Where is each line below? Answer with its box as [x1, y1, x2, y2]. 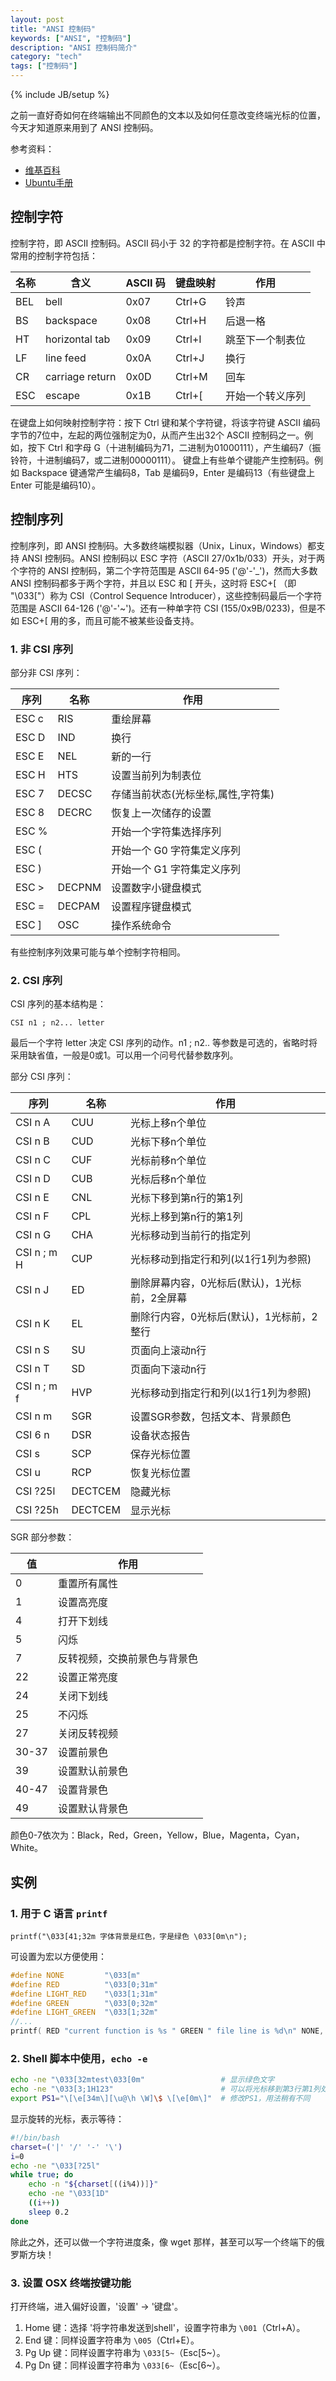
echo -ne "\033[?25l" [10, 2161, 101, 2171]
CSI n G [15, 1228, 52, 1242]
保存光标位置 [129, 1447, 191, 1461]
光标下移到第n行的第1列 [129, 1191, 243, 1205]
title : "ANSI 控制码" [10, 24, 96, 34]
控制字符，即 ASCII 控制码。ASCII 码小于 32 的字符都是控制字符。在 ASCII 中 [10, 237, 326, 249]
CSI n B [15, 1134, 50, 1148]
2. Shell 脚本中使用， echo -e [10, 2051, 148, 2065]
